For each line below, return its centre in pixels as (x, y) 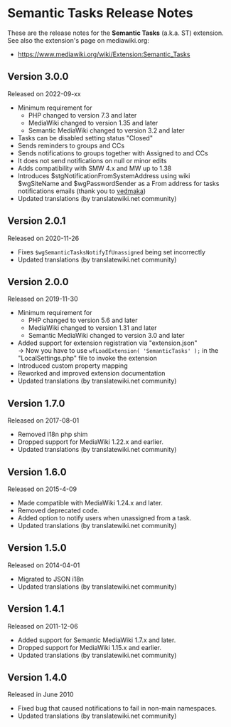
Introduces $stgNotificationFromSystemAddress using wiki (104, 175)
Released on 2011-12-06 (43, 626)
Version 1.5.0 (37, 548)
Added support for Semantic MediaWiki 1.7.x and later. (97, 640)
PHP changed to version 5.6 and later (83, 320)
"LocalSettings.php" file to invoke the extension (87, 359)
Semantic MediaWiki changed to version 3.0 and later (106, 336)
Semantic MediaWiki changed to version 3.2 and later (106, 130)
